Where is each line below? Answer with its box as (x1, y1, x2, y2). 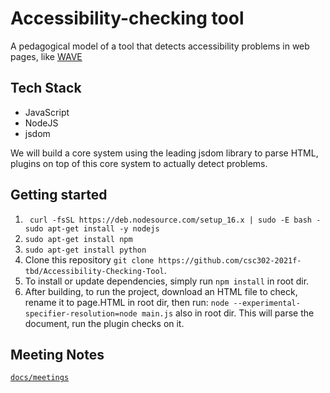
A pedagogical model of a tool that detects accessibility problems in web (10, 40, 310, 52)
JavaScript (24, 106, 70, 118)
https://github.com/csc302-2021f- (158, 255, 302, 266)
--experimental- (233, 298, 301, 308)
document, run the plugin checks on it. (24, 317, 185, 329)
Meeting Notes (10, 346, 105, 363)
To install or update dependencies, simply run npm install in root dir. (24, 275, 310, 287)
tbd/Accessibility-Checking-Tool (24, 266, 165, 276)
